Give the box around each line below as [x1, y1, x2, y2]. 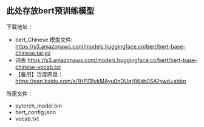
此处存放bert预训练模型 [6, 5, 95, 16]
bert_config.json [15, 108, 56, 115]
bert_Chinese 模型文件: [15, 36, 73, 43]
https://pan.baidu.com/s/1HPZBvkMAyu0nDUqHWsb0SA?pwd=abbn [15, 77, 186, 84]
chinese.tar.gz [15, 49, 51, 57]
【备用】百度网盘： [15, 70, 64, 78]
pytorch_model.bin [15, 102, 63, 109]
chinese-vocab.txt [15, 63, 61, 70]
